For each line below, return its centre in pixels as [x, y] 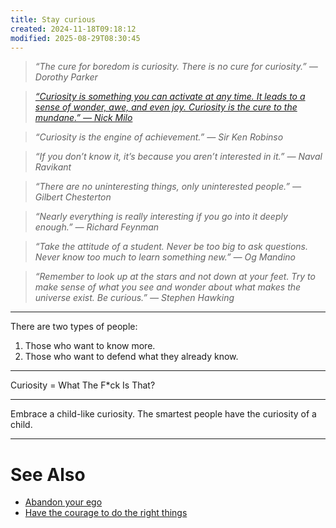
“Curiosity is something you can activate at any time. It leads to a [170, 97]
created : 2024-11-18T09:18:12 [73, 29]
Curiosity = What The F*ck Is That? [83, 385]
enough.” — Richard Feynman [97, 227]
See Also [48, 474]
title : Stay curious [53, 19]
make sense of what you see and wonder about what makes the [168, 287]
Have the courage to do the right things [106, 513]
